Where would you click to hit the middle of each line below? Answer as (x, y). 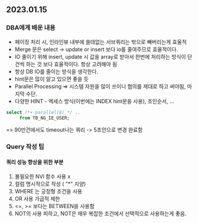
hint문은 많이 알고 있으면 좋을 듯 (51, 79)
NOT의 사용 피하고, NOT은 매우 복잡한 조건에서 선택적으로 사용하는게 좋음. (100, 214)
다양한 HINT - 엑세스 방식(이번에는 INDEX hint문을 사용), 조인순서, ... (94, 101)
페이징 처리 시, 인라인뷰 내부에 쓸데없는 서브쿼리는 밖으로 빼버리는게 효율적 (101, 42)
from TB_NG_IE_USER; (44, 118)
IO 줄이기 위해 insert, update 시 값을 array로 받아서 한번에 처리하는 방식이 (100, 56)
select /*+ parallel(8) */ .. (43, 112)
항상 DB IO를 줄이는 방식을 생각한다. (56, 71)
